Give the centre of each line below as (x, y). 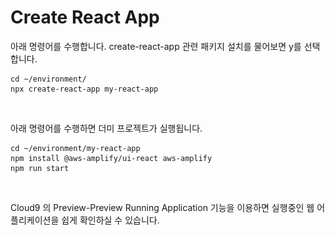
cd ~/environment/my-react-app (75, 148)
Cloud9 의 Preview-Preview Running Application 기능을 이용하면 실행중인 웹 (162, 207)
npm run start (40, 168)
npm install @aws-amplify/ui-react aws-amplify (111, 158)
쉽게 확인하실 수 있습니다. (110, 220)
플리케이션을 (35, 220)
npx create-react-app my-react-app (84, 89)
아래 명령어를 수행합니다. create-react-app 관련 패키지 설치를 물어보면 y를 (156, 46)
